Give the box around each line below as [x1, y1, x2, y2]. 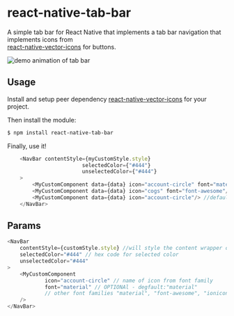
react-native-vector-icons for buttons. [7, 42, 116, 51]
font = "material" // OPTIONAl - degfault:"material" [44, 283, 198, 290]
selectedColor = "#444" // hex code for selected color [19, 251, 179, 258]
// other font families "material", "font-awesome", [44, 290, 201, 297]
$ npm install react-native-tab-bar [7, 129, 114, 136]
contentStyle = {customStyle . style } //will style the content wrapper [19, 245, 223, 252]
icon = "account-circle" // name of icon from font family [44, 277, 214, 284]
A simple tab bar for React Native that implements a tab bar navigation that [7, 28, 221, 36]
